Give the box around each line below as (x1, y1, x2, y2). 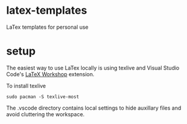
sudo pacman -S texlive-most (6, 93, 79, 99)
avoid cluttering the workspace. (6, 110, 85, 117)
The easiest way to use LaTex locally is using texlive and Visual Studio (6, 64, 180, 71)
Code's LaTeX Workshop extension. (6, 70, 95, 78)
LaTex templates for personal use (6, 23, 89, 31)
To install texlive (6, 82, 46, 89)
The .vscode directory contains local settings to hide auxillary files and (6, 104, 182, 111)
